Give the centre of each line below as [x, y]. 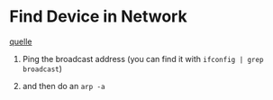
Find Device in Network [98, 17]
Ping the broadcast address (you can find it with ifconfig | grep [143, 59]
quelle [21, 41]
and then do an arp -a [64, 86]
